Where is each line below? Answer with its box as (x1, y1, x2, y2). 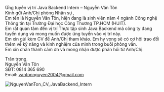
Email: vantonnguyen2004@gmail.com (5, 72, 84, 77)
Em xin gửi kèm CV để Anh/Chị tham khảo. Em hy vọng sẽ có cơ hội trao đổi (5, 36, 160, 42)
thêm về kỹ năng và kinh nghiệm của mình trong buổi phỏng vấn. (5, 41, 137, 47)
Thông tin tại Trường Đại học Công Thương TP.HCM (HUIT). (5, 20, 127, 26)
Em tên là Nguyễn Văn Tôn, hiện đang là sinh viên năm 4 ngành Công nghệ (5, 15, 158, 21)
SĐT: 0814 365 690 (5, 66, 45, 72)
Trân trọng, (5, 56, 28, 61)
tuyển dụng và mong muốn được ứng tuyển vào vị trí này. (5, 31, 122, 36)
